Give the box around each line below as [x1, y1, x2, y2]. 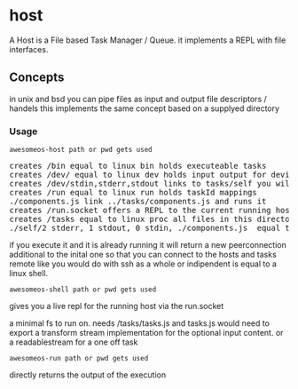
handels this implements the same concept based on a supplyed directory [9, 103, 280, 114]
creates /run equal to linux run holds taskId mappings [9, 187, 257, 198]
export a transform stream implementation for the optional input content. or [9, 328, 284, 338]
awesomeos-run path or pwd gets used [9, 354, 149, 363]
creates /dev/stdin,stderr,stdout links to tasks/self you [9, 179, 272, 189]
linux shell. [9, 268, 49, 279]
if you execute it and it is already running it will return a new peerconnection [9, 240, 286, 250]
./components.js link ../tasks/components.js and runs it [9, 196, 267, 207]
